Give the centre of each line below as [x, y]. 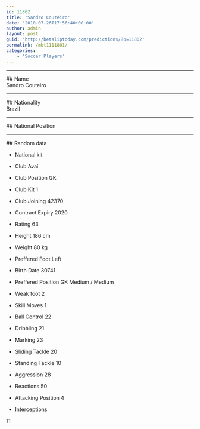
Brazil [13, 109]
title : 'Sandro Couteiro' [38, 17]
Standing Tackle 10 [38, 363]
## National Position [31, 125]
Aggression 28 [33, 375]
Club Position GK [35, 177]
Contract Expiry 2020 [41, 212]
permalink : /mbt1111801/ [37, 45]
